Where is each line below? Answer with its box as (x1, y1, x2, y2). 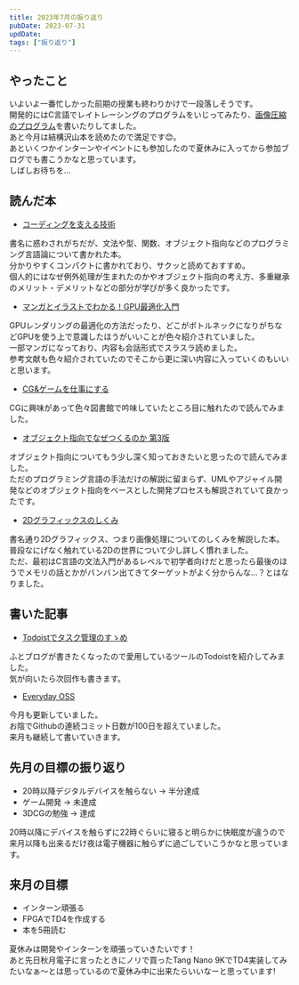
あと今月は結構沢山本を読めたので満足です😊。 (9, 132, 182, 142)
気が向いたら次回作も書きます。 (9, 673, 126, 683)
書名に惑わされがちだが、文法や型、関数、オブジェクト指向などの (9, 238, 251, 248)
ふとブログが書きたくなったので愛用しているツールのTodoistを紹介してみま (9, 650, 286, 661)
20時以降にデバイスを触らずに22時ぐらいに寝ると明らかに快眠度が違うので (9, 827, 286, 837)
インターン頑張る (21, 902, 85, 913)
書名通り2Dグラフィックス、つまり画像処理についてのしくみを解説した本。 (9, 533, 285, 544)
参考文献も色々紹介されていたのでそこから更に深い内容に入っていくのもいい (9, 353, 289, 364)
